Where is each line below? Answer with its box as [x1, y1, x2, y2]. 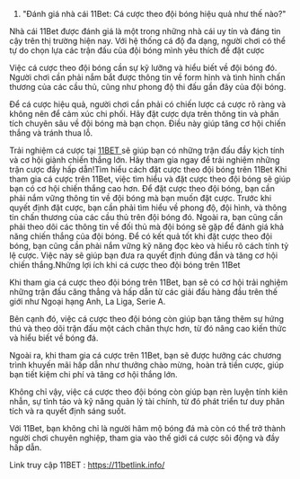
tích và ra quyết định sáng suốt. [9, 405, 127, 416]
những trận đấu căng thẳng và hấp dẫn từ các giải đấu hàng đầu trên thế [9, 287, 278, 297]
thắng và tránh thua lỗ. [9, 128, 93, 138]
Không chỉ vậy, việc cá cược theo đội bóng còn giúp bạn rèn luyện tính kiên [9, 386, 288, 397]
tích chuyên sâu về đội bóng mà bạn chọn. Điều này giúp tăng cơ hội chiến [9, 118, 286, 129]
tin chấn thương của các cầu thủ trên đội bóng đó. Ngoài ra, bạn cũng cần [9, 212, 284, 222]
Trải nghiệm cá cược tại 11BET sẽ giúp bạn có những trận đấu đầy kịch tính [9, 145, 285, 155]
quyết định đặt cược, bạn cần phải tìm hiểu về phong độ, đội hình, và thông [9, 202, 287, 213]
